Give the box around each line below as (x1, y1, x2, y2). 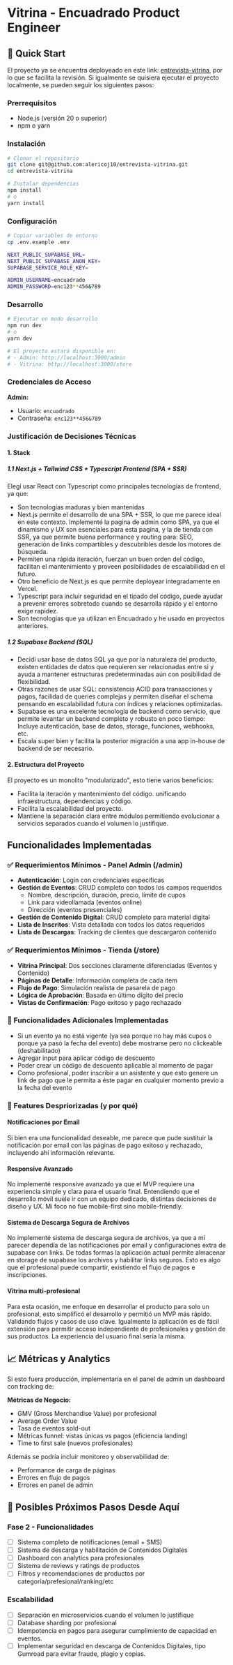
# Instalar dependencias (7, 180, 79, 188)
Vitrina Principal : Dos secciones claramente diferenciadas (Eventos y (17, 961, 218, 969)
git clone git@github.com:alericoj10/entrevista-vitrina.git (7, 161, 188, 168)
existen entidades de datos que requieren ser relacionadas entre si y (17, 663, 214, 671)
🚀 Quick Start (7, 47, 66, 59)
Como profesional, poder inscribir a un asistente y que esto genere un (17, 1068, 218, 1077)
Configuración (7, 216, 58, 226)
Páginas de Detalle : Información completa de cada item (17, 976, 177, 985)
